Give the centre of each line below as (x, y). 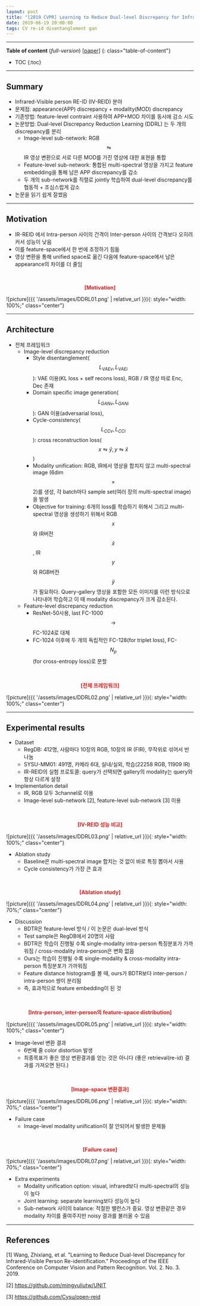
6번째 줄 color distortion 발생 (58, 1050)
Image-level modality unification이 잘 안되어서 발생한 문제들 (95, 1126)
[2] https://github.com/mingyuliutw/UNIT (56, 1285)
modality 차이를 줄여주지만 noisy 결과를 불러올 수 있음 (87, 1216)
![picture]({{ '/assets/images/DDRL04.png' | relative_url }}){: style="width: (97, 903)
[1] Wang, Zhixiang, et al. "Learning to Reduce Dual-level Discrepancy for (96, 1255)
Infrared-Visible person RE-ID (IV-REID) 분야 (68, 102)
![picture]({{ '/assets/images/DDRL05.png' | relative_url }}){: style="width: (97, 1024)
